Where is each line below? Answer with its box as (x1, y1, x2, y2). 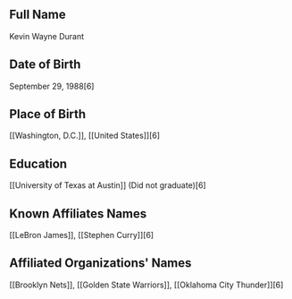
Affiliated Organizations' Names (9, 255, 192, 271)
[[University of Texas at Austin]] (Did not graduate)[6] (9, 180, 207, 191)
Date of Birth (9, 57, 81, 73)
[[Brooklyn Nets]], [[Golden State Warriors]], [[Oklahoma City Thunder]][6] (9, 279, 284, 290)
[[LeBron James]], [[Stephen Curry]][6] (9, 230, 154, 241)
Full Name (9, 7, 66, 22)
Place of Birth (9, 107, 87, 122)
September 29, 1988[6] (9, 81, 95, 91)
